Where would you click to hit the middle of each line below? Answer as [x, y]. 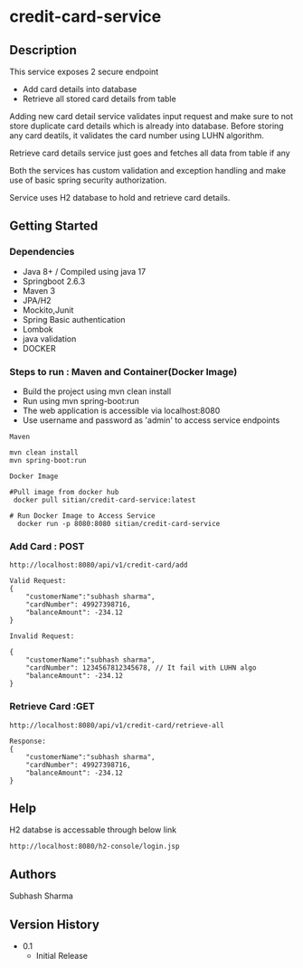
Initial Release [62, 956]
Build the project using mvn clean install [97, 391]
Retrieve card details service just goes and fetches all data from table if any [150, 153]
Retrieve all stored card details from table [99, 99]
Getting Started [54, 226]
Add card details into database [80, 89]
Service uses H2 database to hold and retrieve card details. [120, 197]
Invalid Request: [42, 636]
